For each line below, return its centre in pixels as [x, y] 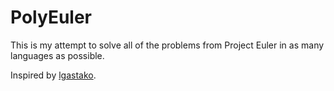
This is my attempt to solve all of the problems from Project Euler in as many [167, 45]
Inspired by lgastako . [53, 75]
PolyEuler [51, 17]
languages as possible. [57, 55]
